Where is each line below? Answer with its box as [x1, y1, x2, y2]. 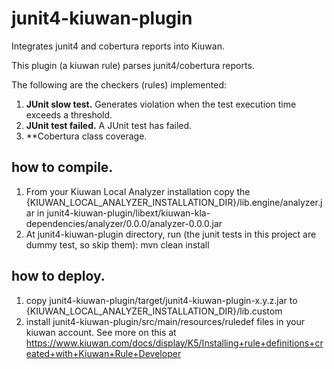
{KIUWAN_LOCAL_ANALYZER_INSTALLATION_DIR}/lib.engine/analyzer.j [25, 196, 323, 208]
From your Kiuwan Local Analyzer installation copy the [25, 185, 251, 197]
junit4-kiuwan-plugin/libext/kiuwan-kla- [46, 207, 211, 219]
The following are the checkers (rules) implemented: [11, 78, 227, 91]
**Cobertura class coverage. [25, 130, 148, 142]
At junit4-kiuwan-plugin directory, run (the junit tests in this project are [25, 228, 317, 240]
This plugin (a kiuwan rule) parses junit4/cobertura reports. [11, 59, 255, 71]
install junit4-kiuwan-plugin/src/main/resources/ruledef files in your [25, 315, 305, 327]
